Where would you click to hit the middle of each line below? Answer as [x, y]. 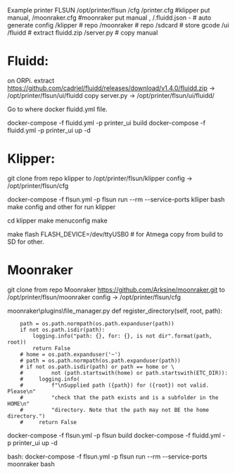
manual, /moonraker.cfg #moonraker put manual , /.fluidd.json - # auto [109, 18]
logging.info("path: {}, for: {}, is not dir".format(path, [122, 336]
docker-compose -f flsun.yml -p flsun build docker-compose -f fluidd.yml [114, 435]
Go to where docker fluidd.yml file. [57, 109]
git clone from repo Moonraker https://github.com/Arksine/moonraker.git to [116, 289]
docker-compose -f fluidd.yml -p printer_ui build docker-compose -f [107, 123]
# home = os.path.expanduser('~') [70, 354]
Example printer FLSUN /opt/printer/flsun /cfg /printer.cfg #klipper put [109, 10]
